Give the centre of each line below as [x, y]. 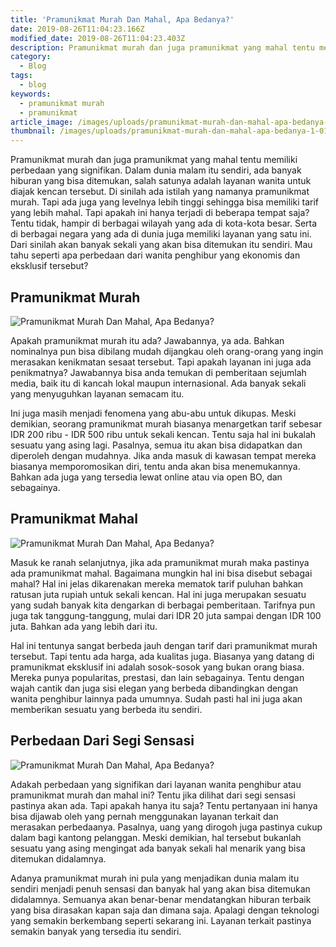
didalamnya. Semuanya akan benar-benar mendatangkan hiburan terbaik [161, 899]
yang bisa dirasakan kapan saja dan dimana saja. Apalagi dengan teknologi [165, 910]
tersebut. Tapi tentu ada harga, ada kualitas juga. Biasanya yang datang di [162, 656]
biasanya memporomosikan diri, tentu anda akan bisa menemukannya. [155, 466]
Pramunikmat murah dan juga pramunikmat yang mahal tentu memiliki [154, 160]
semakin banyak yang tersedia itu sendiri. [96, 931]
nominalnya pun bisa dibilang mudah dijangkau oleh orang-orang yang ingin [167, 351]
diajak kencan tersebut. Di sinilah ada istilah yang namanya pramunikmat [160, 192]
